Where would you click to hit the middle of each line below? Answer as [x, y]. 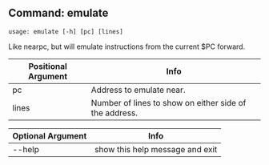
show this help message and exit [156, 149]
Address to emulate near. [138, 90]
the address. [114, 113]
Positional [48, 66]
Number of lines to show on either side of [169, 103]
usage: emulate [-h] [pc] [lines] [66, 31]
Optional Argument [50, 135]
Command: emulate [58, 13]
